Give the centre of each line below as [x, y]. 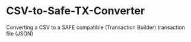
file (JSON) [20, 33]
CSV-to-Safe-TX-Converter [76, 11]
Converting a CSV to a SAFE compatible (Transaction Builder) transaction [96, 27]
